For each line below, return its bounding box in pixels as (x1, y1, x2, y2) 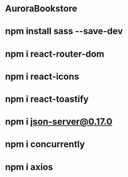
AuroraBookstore (5, 3, 78, 14)
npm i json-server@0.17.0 (5, 116, 113, 128)
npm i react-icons (5, 71, 80, 82)
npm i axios (5, 161, 53, 173)
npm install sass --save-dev (5, 26, 123, 37)
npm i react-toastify (5, 93, 89, 104)
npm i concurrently (5, 139, 85, 150)
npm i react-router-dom (5, 48, 105, 59)
